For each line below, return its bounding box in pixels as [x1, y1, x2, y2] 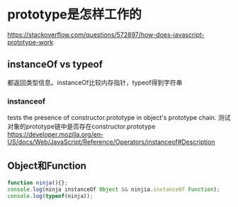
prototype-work [7, 38, 54, 46]
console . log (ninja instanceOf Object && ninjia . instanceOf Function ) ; [7, 186, 220, 193]
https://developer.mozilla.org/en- [7, 130, 104, 139]
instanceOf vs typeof [7, 58, 103, 71]
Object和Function [7, 160, 87, 172]
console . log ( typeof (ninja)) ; [7, 192, 93, 199]
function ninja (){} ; [7, 179, 69, 186]
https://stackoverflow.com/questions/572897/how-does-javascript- [7, 30, 205, 39]
